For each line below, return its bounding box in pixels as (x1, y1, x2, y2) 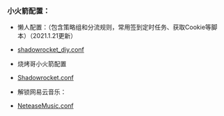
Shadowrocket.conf (17, 74, 74, 82)
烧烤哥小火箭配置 (17, 60, 67, 68)
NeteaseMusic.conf (17, 101, 74, 110)
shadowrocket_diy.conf (17, 46, 85, 54)
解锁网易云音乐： (17, 88, 67, 96)
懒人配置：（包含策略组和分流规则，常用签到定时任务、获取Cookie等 (17, 23, 212, 32)
